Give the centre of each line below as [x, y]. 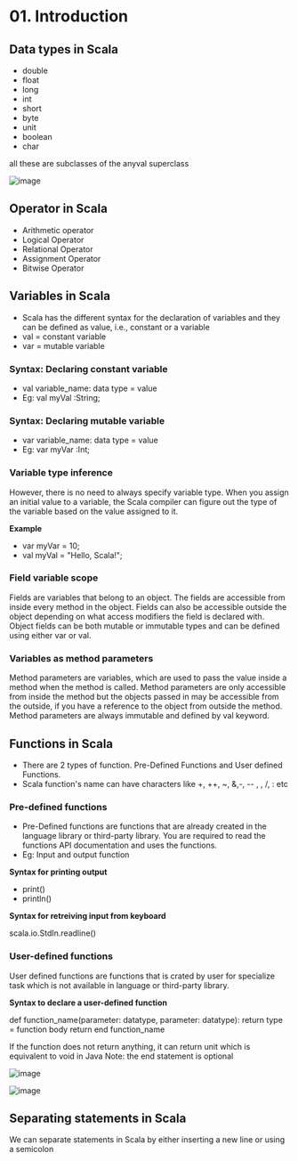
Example [26, 528]
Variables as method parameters [81, 658]
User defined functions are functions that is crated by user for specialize [142, 976]
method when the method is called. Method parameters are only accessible [148, 687]
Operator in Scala [59, 209]
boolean [37, 137]
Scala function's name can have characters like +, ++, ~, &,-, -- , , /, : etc [155, 783]
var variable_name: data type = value [90, 440]
